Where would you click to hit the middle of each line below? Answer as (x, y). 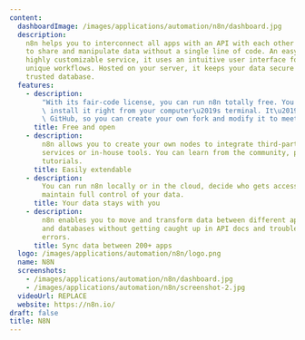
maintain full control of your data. (113, 195)
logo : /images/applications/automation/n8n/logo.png (119, 254)
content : (26, 18)
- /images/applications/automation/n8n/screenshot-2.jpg (136, 287)
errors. (56, 237)
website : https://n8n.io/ (67, 305)
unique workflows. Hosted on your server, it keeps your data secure (160, 69)
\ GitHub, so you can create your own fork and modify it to (160, 119)
